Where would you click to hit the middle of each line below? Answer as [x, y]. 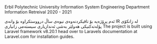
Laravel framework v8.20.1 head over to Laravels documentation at [71, 31]
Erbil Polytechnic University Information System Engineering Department [77, 7]
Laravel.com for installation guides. [39, 36]
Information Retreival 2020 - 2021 [38, 12]
